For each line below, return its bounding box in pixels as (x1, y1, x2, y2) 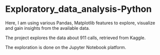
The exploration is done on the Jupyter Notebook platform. (5, 44, 126, 50)
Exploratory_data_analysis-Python (5, 3, 152, 15)
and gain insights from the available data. (5, 25, 90, 31)
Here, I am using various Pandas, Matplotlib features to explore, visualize (5, 20, 155, 26)
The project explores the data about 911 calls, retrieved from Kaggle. (5, 35, 146, 41)
